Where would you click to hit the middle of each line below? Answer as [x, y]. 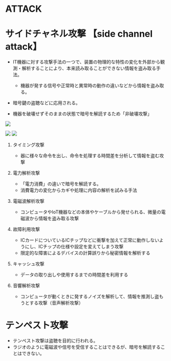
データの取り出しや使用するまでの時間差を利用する [74, 275]
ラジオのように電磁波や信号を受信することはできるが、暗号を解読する [87, 347]
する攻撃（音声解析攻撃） [56, 303]
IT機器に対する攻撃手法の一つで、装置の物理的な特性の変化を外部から [87, 62]
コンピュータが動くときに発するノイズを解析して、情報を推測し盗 [90, 296]
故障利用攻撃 [26, 229]
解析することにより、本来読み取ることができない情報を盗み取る [89, 68]
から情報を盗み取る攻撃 [54, 219]
